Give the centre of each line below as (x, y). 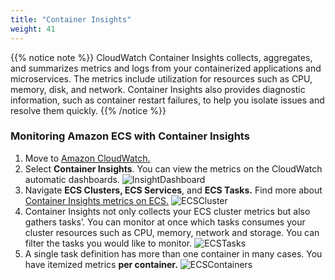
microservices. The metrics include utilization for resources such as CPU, (161, 78)
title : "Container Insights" (71, 19)
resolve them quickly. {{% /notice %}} (88, 110)
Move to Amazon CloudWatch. (87, 158)
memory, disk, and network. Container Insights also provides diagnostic (158, 89)
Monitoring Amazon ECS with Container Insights (130, 136)
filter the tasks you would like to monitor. (108, 243)
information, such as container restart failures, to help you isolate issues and (167, 100)
